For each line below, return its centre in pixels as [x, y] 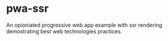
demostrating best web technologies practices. [64, 31]
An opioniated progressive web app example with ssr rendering [84, 25]
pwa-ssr [28, 9]
